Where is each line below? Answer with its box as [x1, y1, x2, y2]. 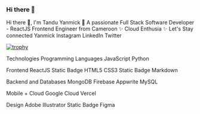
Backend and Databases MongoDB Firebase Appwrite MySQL [6, 78, 158, 85]
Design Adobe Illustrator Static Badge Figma [6, 101, 115, 109]
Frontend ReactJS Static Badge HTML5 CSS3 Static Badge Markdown [6, 67, 178, 74]
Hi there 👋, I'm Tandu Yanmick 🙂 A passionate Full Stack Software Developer [6, 19, 195, 26]
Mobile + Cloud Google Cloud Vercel [6, 90, 97, 97]
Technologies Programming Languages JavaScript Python [6, 55, 149, 62]
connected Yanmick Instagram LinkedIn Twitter [6, 32, 122, 39]
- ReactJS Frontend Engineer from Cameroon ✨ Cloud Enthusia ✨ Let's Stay [6, 25, 194, 32]
